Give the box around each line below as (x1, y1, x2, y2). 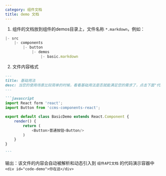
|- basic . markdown (40, 54, 79, 59)
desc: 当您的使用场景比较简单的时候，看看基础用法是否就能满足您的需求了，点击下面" (5, 82, 157, 88)
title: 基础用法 (5, 78, 36, 83)
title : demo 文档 (5, 12, 40, 17)
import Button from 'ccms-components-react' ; (5, 106, 100, 110)
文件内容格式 (12, 64, 39, 70)
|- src (5, 35, 19, 41)
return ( (23, 123, 41, 128)
